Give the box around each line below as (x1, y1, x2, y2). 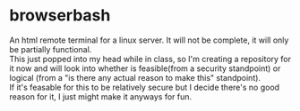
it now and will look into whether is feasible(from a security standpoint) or (9, 63, 281, 74)
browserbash (9, 5, 111, 26)
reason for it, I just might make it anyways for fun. (9, 91, 193, 102)
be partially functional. (9, 44, 92, 54)
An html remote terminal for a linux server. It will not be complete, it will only (9, 35, 289, 45)
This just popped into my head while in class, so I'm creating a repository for (9, 53, 292, 64)
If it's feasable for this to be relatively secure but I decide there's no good (9, 82, 280, 92)
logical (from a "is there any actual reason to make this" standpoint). (9, 72, 261, 83)
